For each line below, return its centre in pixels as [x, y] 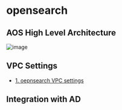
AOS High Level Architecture [61, 33]
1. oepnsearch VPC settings [49, 80]
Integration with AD [44, 99]
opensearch [37, 11]
